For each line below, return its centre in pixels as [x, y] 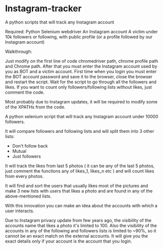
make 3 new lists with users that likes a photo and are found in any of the [79, 191]
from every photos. [25, 176]
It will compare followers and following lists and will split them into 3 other [80, 131]
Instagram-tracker [43, 9]
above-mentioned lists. [28, 196]
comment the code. [25, 92]
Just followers [27, 156]
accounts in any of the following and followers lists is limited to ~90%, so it [81, 230]
